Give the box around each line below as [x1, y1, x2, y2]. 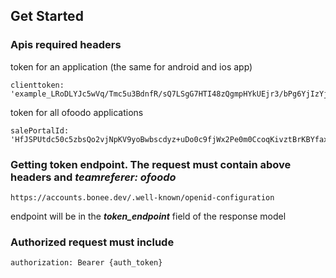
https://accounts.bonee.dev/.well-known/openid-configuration [10, 192, 275, 203]
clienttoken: [10, 80, 65, 90]
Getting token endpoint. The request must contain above [10, 157, 292, 171]
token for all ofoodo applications [10, 106, 144, 118]
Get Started [10, 8, 84, 25]
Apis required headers [10, 38, 122, 52]
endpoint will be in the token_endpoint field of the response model [10, 210, 287, 222]
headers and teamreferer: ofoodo [10, 170, 177, 184]
